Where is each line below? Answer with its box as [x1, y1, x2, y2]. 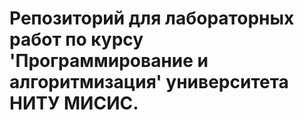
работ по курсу [9, 28, 144, 51]
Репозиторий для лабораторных [9, 7, 295, 30]
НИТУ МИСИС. [9, 92, 139, 115]
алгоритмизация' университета [9, 71, 289, 94]
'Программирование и [9, 50, 209, 72]
